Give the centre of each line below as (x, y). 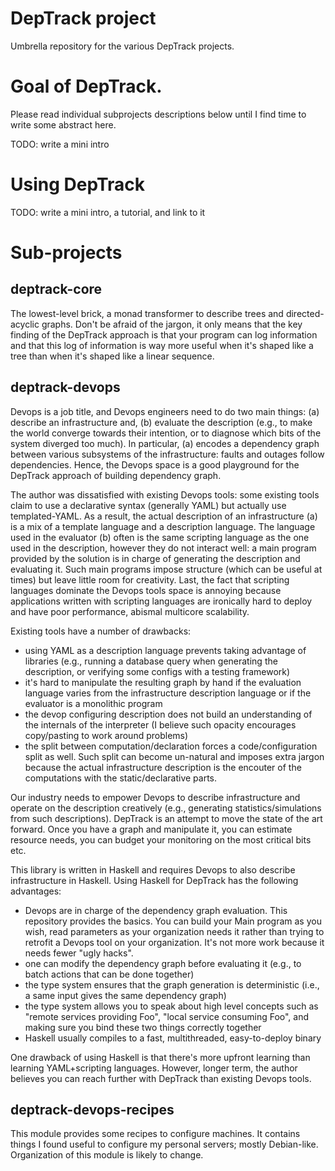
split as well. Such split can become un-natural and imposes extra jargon (174, 756)
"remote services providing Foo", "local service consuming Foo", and (167, 1016)
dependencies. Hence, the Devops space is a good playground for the (155, 464)
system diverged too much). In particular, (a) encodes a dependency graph (165, 443)
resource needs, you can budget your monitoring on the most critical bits (161, 839)
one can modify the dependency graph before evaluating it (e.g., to (163, 963)
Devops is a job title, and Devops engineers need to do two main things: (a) (165, 411)
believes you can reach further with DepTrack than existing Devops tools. (161, 1078)
